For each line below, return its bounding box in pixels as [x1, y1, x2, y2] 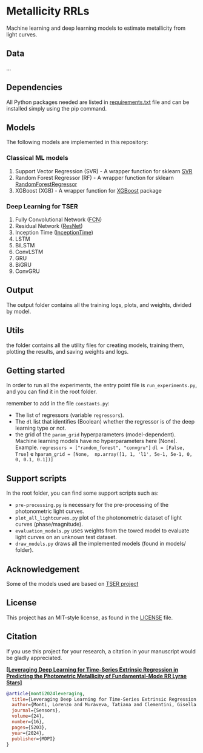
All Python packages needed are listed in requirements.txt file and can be [6, 98, 190, 106]
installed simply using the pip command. [6, 105, 107, 112]
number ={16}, [12, 719, 45, 725]
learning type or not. [15, 424, 67, 432]
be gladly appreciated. [6, 654, 62, 661]
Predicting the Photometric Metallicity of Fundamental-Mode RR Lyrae [6, 672, 187, 679]
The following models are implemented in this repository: [6, 139, 148, 146]
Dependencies [6, 82, 62, 92]
